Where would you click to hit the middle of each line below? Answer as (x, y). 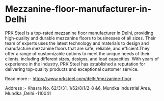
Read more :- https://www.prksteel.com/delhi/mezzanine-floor (68, 79)
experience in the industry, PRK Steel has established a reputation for (75, 64)
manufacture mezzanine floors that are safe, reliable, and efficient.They (77, 48)
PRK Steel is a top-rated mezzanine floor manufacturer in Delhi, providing (79, 33)
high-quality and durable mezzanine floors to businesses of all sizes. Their (81, 38)
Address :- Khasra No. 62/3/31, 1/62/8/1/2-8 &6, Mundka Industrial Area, (78, 88)
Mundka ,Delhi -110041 (28, 93)
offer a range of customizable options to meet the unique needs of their (77, 53)
